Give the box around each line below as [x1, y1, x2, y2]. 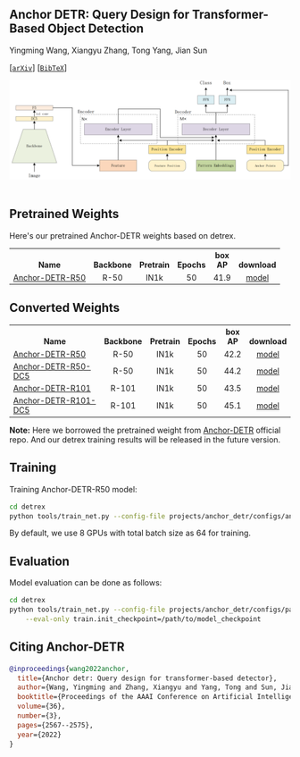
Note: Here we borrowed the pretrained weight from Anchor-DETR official [9, 425, 281, 435]
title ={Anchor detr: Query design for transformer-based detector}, [17, 674, 278, 683]
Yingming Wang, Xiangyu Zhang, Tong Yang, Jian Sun [9, 45, 208, 55]
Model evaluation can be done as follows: [9, 577, 162, 588]
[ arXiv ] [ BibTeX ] [9, 62, 68, 72]
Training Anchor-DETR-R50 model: [9, 484, 137, 494]
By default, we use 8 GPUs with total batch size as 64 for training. [9, 527, 252, 539]
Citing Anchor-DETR [9, 639, 125, 655]
